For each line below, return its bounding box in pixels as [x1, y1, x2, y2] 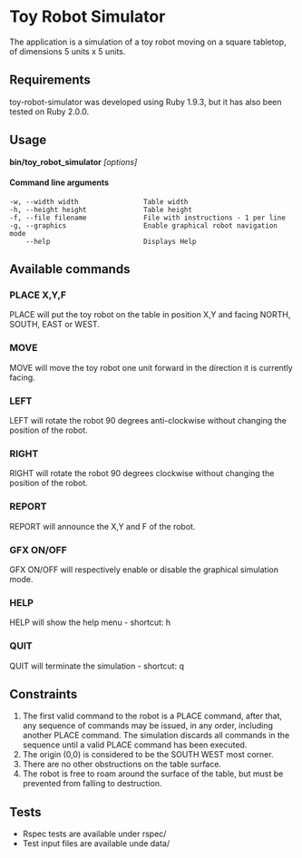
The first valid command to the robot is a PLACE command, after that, [22, 710, 283, 722]
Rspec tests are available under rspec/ [22, 828, 167, 840]
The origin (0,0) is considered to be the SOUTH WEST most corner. [22, 749, 274, 760]
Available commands [9, 261, 131, 278]
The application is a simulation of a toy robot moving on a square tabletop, [9, 36, 287, 47]
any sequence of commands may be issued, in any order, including [22, 720, 274, 731]
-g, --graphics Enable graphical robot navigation [9, 220, 278, 230]
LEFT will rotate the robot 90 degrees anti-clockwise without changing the [9, 415, 287, 426]
